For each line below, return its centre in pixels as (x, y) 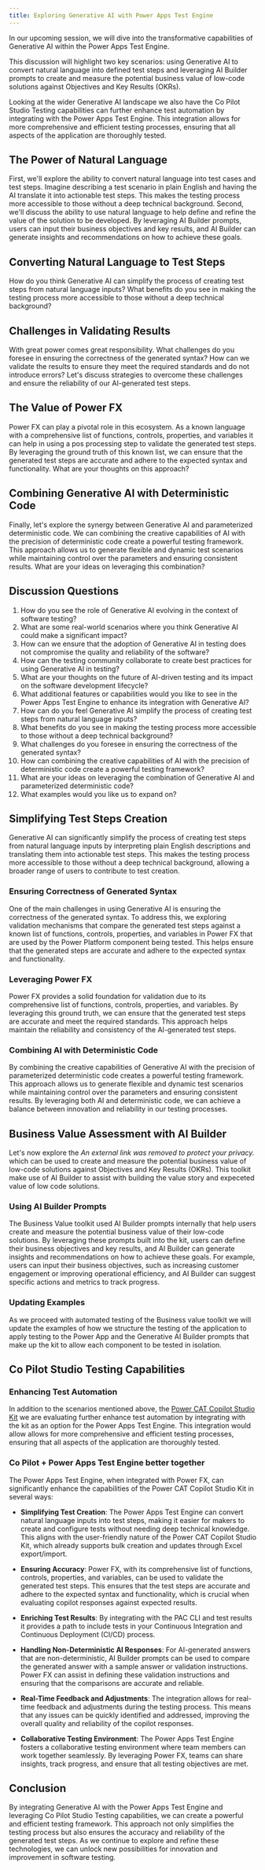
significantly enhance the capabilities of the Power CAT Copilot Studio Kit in (132, 1488)
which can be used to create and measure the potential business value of (128, 1161)
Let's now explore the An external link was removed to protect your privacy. (132, 1153)
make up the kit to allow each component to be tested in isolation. (116, 1344)
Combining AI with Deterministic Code (84, 1049)
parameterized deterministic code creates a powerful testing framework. (127, 1075)
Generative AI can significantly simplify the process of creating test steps (128, 838)
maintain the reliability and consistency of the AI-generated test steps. (123, 1029)
